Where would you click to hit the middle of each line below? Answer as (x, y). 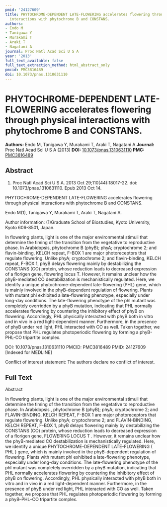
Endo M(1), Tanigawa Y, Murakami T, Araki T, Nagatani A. (64, 212)
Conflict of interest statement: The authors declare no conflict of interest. (80, 362)
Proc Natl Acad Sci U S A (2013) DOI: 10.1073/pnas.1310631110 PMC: (75, 150)
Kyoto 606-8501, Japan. (30, 227)
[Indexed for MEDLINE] (29, 352)
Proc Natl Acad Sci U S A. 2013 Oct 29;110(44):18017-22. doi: (75, 182)
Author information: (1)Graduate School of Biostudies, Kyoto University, (78, 222)
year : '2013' (19, 56)
